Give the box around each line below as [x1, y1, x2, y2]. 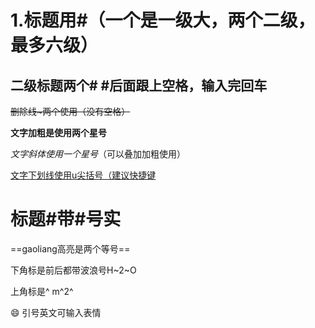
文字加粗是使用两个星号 [10, 127, 107, 138]
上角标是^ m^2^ [10, 285, 74, 297]
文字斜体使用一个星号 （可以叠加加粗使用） [10, 148, 186, 160]
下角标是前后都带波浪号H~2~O [10, 264, 137, 276]
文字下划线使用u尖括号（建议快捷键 [10, 169, 157, 181]
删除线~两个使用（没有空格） [10, 106, 131, 117]
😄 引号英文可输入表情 [10, 306, 102, 318]
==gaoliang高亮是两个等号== [10, 242, 131, 255]
